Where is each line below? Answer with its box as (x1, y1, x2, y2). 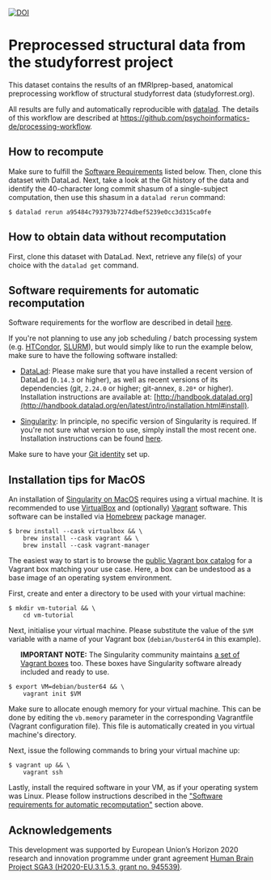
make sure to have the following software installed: (8, 351, 178, 361)
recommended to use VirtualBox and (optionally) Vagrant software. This (8, 503, 248, 513)
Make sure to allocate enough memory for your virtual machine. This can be (8, 704, 261, 714)
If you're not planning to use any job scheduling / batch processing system (8, 333, 257, 344)
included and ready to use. (19, 667, 110, 677)
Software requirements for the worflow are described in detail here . (8, 318, 233, 327)
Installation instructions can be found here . (19, 434, 163, 443)
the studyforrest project (8, 53, 174, 72)
